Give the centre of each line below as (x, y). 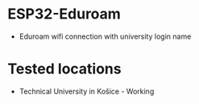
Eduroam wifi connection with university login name (105, 36)
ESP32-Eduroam (64, 14)
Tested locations (64, 69)
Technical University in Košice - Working (87, 91)
